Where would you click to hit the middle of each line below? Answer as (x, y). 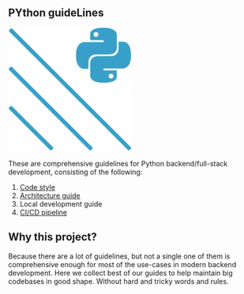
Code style (37, 187)
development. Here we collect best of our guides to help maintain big (120, 273)
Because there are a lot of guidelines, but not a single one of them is (119, 256)
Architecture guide (50, 195)
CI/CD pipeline (43, 212)
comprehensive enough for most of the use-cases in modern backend (122, 264)
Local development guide (61, 203)
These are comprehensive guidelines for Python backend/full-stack (118, 163)
